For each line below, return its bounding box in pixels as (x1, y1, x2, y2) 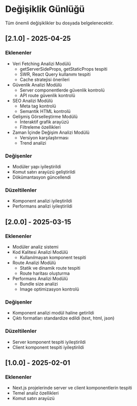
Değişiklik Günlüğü (5, 3, 85, 15)
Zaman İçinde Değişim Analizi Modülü (12, 129, 90, 135)
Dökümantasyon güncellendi (12, 174, 71, 180)
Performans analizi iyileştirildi (12, 203, 73, 209)
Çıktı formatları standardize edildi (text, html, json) (12, 315, 115, 321)
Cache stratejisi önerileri (19, 76, 70, 83)
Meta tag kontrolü (19, 103, 56, 109)
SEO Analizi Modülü (12, 98, 53, 103)
